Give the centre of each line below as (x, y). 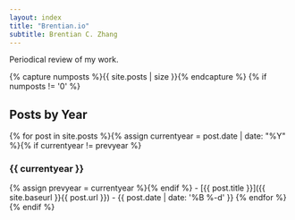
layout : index (36, 17)
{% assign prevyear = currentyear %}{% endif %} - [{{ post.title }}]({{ (138, 188)
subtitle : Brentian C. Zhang (63, 34)
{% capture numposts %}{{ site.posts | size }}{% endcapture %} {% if (138, 77)
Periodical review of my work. (64, 60)
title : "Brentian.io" (50, 26)
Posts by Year (48, 114)
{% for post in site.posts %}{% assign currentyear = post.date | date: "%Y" (147, 136)
